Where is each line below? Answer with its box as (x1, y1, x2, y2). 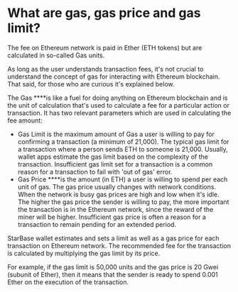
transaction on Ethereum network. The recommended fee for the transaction (7, 241, 231, 249)
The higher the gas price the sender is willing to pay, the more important (17, 197, 229, 206)
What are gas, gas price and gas (7, 5, 201, 21)
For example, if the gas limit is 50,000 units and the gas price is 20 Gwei (7, 262, 219, 271)
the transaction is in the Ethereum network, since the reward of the (17, 205, 214, 213)
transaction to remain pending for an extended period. (17, 220, 176, 228)
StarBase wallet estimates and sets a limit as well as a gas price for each (7, 234, 220, 242)
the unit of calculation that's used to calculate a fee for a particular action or (7, 101, 229, 109)
